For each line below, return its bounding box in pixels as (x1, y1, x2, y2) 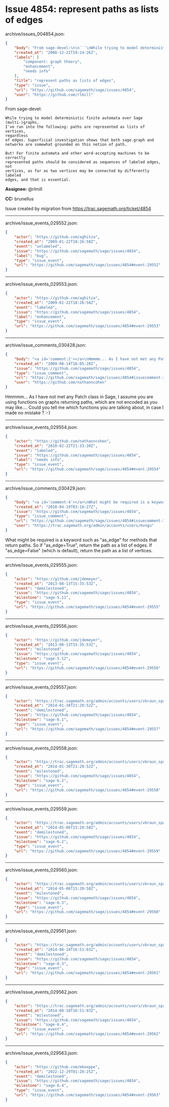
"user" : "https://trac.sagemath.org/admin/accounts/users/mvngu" (14, 523, 154, 528)
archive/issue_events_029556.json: (5, 623, 78, 629)
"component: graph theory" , (23, 59, 82, 64)
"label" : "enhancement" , (14, 314, 66, 319)
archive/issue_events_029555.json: (5, 562, 78, 568)
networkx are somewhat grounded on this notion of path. (5, 142, 127, 147)
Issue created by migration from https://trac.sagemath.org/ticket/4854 (5, 205, 151, 212)
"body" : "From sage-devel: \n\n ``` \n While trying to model (14, 45, 138, 50)
